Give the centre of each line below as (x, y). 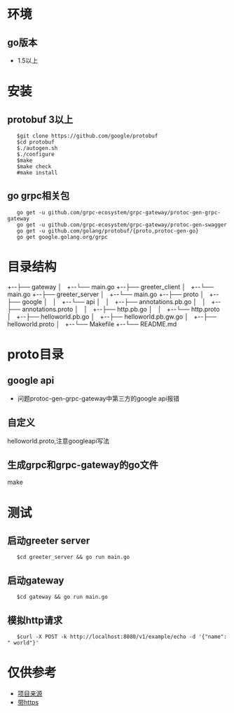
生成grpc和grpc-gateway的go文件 (83, 465)
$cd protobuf (35, 142)
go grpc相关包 (39, 196)
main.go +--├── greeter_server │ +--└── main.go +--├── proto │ (106, 294)
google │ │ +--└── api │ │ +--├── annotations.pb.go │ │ (114, 301)
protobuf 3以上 (40, 119)
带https (28, 702)
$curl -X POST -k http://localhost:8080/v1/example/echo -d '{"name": (122, 637)
